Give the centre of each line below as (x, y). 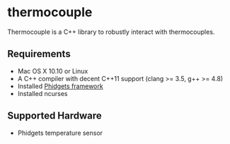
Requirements (39, 54)
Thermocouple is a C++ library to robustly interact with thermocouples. (111, 32)
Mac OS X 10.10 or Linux (53, 71)
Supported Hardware (55, 116)
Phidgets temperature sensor (60, 133)
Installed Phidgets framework (61, 86)
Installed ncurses (42, 93)
